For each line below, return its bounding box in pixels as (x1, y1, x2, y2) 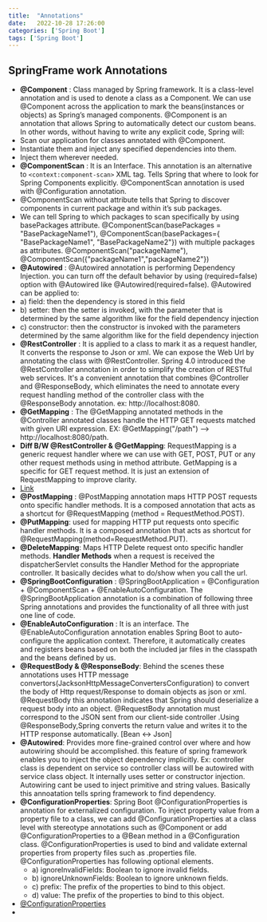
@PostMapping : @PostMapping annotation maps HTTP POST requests (19, 492, 257, 501)
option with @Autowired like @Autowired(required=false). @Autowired (19, 280, 252, 290)
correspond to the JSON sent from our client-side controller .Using (19, 712, 240, 722)
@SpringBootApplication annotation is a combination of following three (19, 594, 253, 603)
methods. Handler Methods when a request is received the (19, 552, 215, 561)
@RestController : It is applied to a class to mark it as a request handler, (19, 339, 257, 349)
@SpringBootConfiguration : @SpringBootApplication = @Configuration (19, 576, 260, 587)
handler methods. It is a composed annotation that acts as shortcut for (19, 526, 251, 536)
